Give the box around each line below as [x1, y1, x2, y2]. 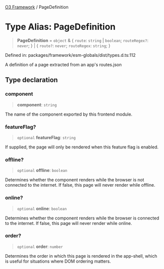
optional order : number [17, 244, 63, 249]
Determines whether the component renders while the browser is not [5, 177, 144, 183]
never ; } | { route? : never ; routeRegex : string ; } [17, 43, 111, 49]
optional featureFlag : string [17, 134, 76, 140]
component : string [17, 101, 57, 107]
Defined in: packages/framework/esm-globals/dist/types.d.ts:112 [5, 52, 136, 58]
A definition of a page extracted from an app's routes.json [5, 61, 122, 68]
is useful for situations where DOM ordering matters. [5, 258, 111, 264]
